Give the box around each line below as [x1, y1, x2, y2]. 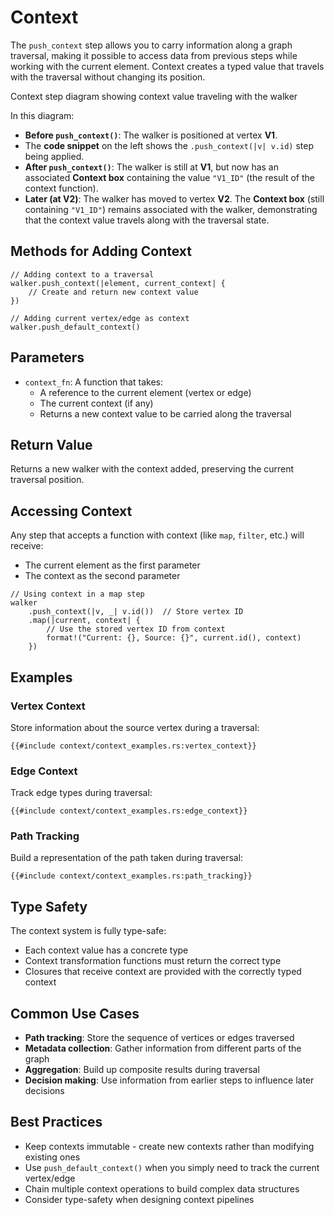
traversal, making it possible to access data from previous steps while [10, 49, 298, 61]
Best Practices [10, 1114, 103, 1131]
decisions [24, 1085, 65, 1097]
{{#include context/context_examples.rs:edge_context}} [10, 806, 248, 816]
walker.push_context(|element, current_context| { [10, 278, 226, 288]
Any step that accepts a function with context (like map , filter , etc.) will [10, 529, 305, 541]
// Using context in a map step [10, 589, 145, 600]
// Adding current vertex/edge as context [10, 313, 190, 323]
